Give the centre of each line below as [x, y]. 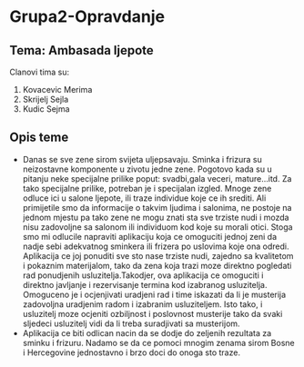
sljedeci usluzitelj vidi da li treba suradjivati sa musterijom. [131, 323]
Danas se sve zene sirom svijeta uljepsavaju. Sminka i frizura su [142, 159]
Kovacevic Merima [57, 89]
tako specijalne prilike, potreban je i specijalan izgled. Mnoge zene [147, 188]
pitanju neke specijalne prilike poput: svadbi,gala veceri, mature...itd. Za [157, 178]
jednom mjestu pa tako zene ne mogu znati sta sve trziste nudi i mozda [156, 217]
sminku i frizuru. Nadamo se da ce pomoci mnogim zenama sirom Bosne [158, 342]
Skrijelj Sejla [46, 99]
